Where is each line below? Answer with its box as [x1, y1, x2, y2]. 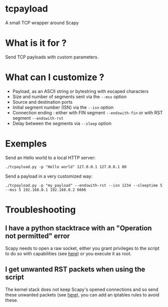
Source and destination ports [12, 99, 73, 105]
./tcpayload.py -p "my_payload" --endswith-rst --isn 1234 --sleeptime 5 [5, 183, 163, 188]
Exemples [5, 138, 47, 149]
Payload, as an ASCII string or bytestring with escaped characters [12, 88, 149, 94]
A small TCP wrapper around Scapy [5, 20, 79, 26]
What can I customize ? [5, 71, 104, 83]
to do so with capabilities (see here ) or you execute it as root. [5, 250, 132, 257]
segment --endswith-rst [12, 115, 64, 121]
